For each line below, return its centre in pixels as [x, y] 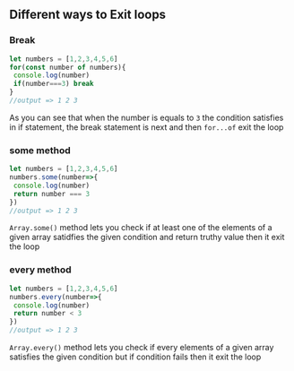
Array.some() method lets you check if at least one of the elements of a [141, 228]
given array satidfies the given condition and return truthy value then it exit [147, 237]
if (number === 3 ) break [53, 84]
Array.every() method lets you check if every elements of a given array [142, 348]
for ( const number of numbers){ [68, 67]
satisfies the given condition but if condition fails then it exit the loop [135, 357]
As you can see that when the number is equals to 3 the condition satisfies [147, 117]
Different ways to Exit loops [88, 15]
